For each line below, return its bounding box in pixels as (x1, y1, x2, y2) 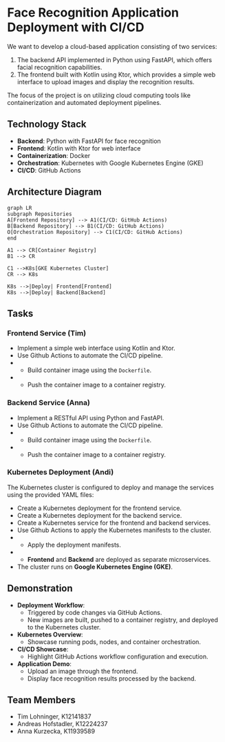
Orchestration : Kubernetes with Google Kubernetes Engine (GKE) (17, 159, 204, 167)
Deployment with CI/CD (7, 19, 144, 35)
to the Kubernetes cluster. (27, 623, 101, 631)
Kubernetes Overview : (17, 630, 84, 638)
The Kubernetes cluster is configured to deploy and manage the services (7, 483, 215, 491)
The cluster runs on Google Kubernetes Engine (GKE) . (17, 563, 173, 571)
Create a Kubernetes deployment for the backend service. (17, 511, 182, 519)
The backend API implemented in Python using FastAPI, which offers (17, 55, 212, 64)
